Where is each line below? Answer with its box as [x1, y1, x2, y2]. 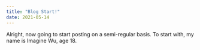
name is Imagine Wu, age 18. [6, 37, 77, 44]
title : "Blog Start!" [6, 8, 60, 15]
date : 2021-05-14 [6, 14, 50, 20]
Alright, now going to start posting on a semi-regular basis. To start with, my [6, 30, 195, 37]
